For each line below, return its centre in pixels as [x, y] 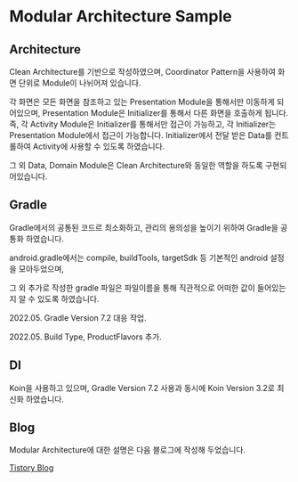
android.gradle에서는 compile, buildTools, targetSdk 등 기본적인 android [139, 257]
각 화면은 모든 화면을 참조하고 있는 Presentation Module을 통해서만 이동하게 [142, 102]
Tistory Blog [32, 468]
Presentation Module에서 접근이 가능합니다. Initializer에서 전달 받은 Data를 [141, 135]
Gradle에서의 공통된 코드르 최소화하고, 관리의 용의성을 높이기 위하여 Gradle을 [144, 227]
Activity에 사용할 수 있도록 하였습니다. [99, 146]
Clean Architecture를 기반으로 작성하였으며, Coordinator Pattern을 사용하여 [142, 72]
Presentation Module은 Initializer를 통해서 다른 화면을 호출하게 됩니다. [165, 113]
